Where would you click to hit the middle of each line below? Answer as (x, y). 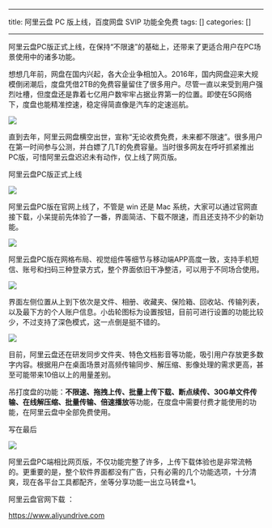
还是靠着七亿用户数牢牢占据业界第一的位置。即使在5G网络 (155, 94)
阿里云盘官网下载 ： (41, 499)
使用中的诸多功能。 (47, 57)
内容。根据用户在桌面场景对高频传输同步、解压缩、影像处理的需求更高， (136, 364)
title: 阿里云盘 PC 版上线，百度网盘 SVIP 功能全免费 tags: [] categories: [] (130, 22)
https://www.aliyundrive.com (57, 515)
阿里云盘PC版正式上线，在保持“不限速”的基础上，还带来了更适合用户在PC (131, 47)
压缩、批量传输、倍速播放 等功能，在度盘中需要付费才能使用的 (146, 402)
